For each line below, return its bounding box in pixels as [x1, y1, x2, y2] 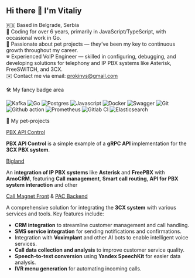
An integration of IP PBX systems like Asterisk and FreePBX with [6, 169, 165, 176]
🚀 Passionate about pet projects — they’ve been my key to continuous [6, 40, 176, 47]
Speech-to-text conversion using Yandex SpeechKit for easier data [14, 252, 181, 259]
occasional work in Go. [6, 34, 61, 41]
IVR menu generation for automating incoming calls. [14, 265, 142, 272]
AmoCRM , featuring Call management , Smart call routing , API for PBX [6, 175, 179, 182]
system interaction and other [6, 181, 78, 188]
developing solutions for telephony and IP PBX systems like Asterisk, [6, 59, 172, 66]
